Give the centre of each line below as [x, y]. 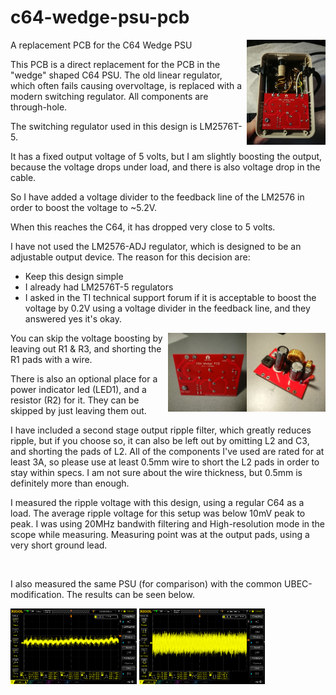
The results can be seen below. [130, 594]
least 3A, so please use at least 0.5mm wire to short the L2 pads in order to [165, 462]
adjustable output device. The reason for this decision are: [130, 257]
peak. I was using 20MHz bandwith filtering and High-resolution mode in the [168, 523]
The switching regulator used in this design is [104, 126]
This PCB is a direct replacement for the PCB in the [115, 64]
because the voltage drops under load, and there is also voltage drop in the [165, 167]
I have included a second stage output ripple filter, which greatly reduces [161, 430]
